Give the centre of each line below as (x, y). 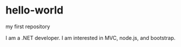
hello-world (35, 10)
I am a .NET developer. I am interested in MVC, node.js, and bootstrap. (90, 38)
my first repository (28, 26)
